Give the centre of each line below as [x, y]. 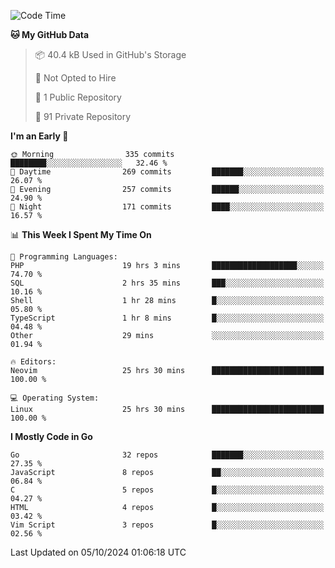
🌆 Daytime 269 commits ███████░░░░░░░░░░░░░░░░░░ [167, 172]
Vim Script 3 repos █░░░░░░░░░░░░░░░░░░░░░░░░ [167, 525]
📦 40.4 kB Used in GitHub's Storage [110, 54]
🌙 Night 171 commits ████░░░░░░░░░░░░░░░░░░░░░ [167, 207]
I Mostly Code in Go [51, 436]
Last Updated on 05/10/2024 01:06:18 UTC [98, 552]
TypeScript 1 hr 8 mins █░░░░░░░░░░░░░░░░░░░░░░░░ [167, 318]
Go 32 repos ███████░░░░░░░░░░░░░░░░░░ [167, 455]
